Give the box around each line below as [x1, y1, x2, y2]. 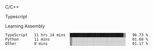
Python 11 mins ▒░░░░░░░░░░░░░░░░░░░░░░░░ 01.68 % [5, 37, 149, 42]
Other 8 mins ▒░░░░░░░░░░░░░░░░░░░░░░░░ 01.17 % [5, 41, 149, 46]
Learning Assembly [5, 23, 45, 29]
